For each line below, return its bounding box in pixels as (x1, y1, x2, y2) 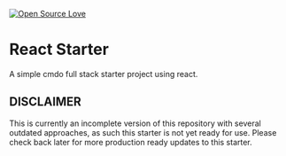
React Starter (9, 40, 109, 59)
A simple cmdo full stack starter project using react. (9, 68, 198, 79)
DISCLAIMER (9, 94, 81, 110)
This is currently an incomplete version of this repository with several (9, 118, 261, 129)
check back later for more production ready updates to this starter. (9, 136, 252, 147)
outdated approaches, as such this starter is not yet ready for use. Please (9, 127, 277, 137)
